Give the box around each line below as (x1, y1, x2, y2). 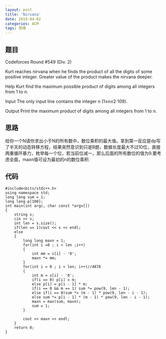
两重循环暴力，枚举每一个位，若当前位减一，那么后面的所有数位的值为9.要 (5, 150, 158, 156)
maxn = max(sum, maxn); (31, 299, 81, 304)
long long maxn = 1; (23, 238, 66, 243)
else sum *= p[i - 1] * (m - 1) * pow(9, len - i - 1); (31, 294, 150, 300)
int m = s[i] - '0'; (31, 273, 75, 278)
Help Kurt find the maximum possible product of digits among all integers (5, 83, 155, 89)
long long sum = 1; (5, 194, 46, 199)
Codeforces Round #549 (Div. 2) (5, 59, 72, 65)
